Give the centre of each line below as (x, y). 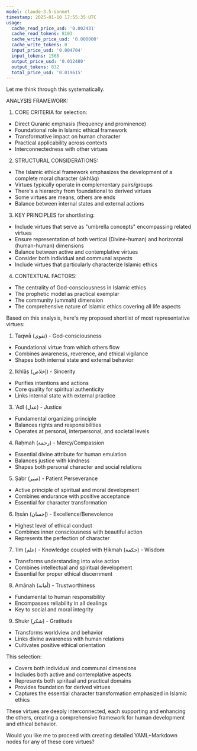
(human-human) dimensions (49, 246)
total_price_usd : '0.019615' (47, 72)
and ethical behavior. (32, 724)
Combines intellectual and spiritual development (73, 567)
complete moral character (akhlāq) (57, 178)
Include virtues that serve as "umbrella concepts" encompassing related (103, 227)
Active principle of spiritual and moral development (77, 490)
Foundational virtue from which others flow (67, 348)
